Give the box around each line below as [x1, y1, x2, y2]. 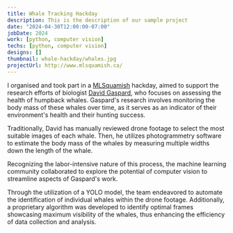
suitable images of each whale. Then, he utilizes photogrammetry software [7, 131, 222, 140]
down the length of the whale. [7, 146, 93, 154]
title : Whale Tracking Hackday [7, 10, 98, 17]
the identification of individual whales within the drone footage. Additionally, [7, 195, 225, 204]
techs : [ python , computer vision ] [7, 42, 108, 49]
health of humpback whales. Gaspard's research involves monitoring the [7, 95, 216, 104]
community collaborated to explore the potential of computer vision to [7, 167, 207, 175]
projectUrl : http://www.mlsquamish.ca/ [7, 62, 123, 69]
